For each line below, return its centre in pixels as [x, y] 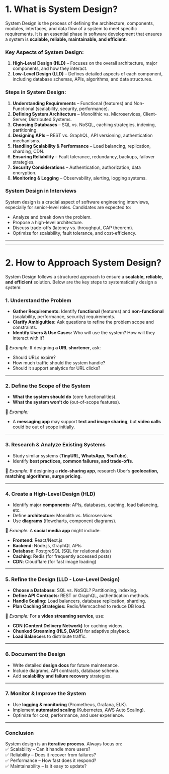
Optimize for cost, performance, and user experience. [68, 715]
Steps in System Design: [36, 92]
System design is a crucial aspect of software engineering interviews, [77, 202]
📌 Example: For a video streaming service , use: [55, 616]
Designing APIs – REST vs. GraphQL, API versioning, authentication [82, 135]
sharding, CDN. [28, 151]
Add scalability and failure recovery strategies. [62, 676]
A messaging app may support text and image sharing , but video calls [87, 422]
